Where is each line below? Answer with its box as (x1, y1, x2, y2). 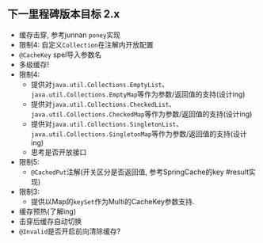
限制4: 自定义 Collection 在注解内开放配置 (18, 40, 154, 49)
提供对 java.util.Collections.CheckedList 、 (30, 99, 176, 108)
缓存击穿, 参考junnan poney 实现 (18, 30, 120, 40)
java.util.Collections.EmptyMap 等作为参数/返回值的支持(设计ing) (30, 89, 246, 99)
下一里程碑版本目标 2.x (7, 7, 120, 21)
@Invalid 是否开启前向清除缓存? (18, 226, 121, 236)
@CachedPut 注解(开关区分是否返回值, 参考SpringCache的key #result (30, 167, 249, 177)
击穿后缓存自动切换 (18, 216, 82, 226)
